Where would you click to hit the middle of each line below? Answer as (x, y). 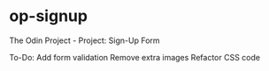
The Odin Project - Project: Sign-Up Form (85, 40)
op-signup (49, 16)
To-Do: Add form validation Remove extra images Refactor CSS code (135, 57)
